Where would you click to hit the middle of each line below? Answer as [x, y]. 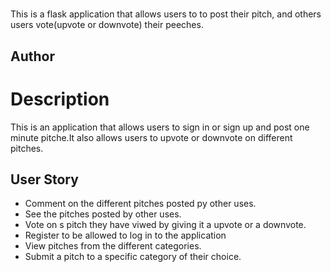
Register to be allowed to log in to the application [125, 235]
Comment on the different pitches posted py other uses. [140, 204]
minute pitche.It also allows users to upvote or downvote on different [151, 137]
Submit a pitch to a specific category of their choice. [133, 257]
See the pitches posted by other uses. [103, 214]
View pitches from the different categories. [113, 246]
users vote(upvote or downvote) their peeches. [107, 25]
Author [32, 56]
